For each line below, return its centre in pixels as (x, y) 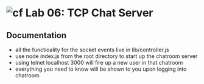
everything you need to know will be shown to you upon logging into (101, 69)
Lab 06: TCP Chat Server (89, 13)
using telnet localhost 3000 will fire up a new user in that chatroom (99, 63)
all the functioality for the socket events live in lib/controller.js (92, 50)
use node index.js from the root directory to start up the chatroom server (106, 56)
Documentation (37, 35)
